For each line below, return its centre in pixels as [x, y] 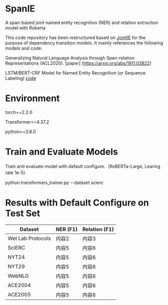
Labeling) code [21, 78]
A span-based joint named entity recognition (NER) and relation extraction [82, 22]
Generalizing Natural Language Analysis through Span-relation [70, 57]
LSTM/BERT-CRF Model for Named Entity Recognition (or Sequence [75, 72]
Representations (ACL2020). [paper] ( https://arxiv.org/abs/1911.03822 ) [78, 63]
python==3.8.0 [21, 131]
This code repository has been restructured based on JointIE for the [75, 37]
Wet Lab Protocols [29, 238]
